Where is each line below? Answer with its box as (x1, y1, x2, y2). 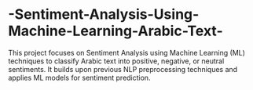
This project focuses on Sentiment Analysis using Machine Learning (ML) (8, 48, 246, 57)
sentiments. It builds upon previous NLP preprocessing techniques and (8, 64, 238, 74)
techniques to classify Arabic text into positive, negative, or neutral (8, 56, 225, 66)
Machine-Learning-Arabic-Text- (8, 22, 223, 40)
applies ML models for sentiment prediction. (8, 73, 151, 82)
